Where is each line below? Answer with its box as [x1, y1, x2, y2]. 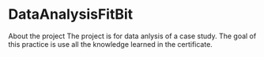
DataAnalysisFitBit [8, 5, 134, 23]
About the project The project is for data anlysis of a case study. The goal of [8, 31, 257, 41]
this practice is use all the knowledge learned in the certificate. [8, 39, 213, 48]
